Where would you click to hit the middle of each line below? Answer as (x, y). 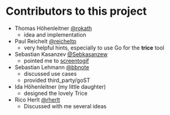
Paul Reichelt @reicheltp (46, 41)
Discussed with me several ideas (65, 106)
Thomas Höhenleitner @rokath (53, 28)
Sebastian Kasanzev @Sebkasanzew (61, 54)
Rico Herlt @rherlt (37, 100)
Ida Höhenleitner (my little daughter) (60, 86)
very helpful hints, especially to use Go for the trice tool (94, 48)
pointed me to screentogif (56, 61)
